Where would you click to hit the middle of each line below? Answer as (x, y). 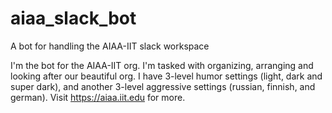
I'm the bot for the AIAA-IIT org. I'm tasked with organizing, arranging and (162, 65)
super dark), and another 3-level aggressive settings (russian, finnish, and (163, 86)
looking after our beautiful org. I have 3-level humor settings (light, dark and (166, 76)
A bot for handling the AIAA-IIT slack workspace (110, 46)
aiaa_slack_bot (73, 18)
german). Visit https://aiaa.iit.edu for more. (98, 97)
